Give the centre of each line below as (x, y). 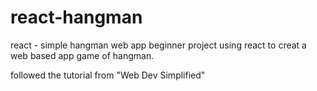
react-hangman (76, 17)
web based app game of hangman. (82, 55)
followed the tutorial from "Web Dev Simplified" (108, 75)
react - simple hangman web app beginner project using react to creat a (158, 45)
